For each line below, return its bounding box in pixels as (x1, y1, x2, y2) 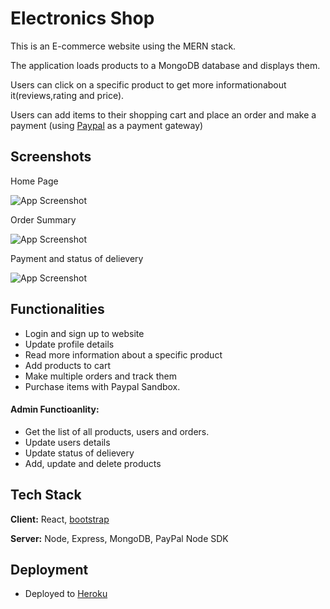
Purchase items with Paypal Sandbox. (24, 380, 181, 392)
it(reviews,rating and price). (10, 89, 125, 101)
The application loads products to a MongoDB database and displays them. (10, 59, 321, 71)
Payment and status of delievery (10, 252, 144, 264)
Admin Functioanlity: (10, 403, 100, 416)
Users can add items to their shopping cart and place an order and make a (10, 108, 317, 121)
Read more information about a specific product (24, 348, 223, 361)
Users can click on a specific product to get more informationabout (10, 78, 287, 91)
